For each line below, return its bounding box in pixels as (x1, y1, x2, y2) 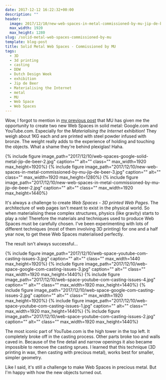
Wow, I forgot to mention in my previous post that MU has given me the (5, 117, 150, 123)
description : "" (5, 12, 39, 17)
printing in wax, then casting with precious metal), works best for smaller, (5, 349, 155, 355)
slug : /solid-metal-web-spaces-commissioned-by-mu (5, 35, 112, 40)
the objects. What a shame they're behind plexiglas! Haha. (5, 144, 124, 149)
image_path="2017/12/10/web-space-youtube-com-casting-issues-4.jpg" (5, 277, 156, 283)
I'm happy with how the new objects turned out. (5, 370, 102, 375)
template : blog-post (5, 40, 48, 45)
